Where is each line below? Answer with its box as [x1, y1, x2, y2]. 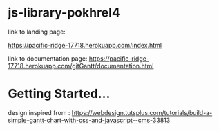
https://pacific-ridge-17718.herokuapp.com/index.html [8, 41, 162, 49]
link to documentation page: [8, 54, 88, 63]
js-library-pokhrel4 [8, 5, 120, 21]
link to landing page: [8, 28, 66, 36]
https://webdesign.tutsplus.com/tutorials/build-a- [71, 108, 213, 117]
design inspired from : [8, 108, 70, 117]
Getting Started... [8, 86, 111, 101]
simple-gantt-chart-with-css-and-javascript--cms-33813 [8, 116, 171, 124]
